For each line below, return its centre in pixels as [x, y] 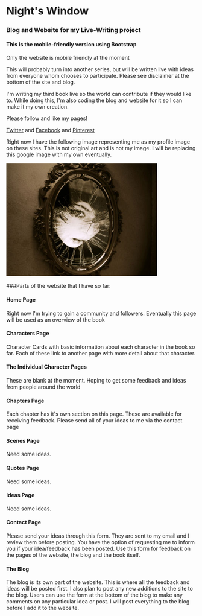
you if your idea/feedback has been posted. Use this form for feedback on [99, 548]
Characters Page [28, 334]
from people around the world [43, 387]
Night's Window [48, 11]
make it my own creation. [38, 107]
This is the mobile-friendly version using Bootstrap [71, 44]
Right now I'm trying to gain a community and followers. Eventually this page [101, 313]
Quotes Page [23, 468]
